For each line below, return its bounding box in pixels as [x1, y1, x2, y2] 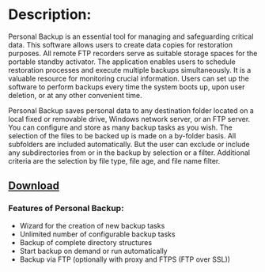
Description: [8, 6, 92, 24]
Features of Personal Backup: [8, 203, 124, 214]
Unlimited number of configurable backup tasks [19, 229, 176, 239]
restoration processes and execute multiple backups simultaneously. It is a [8, 65, 252, 74]
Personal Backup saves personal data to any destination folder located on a [8, 105, 255, 115]
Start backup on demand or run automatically [19, 246, 168, 255]
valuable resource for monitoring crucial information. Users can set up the [8, 74, 249, 83]
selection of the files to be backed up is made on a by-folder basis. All [8, 130, 237, 140]
